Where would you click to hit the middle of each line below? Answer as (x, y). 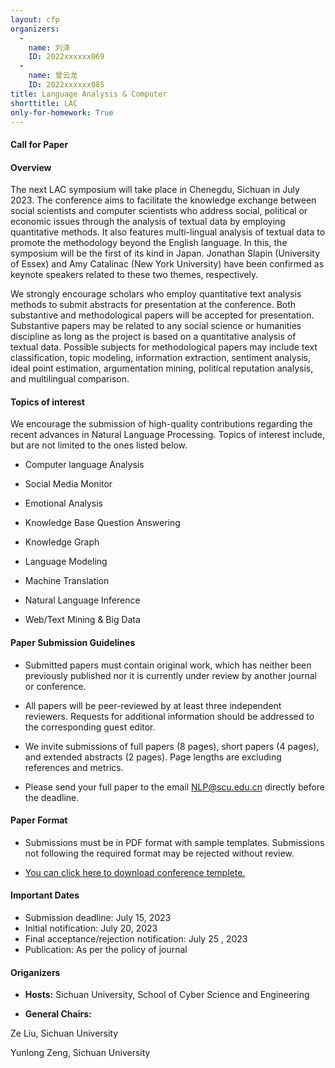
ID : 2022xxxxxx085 (66, 85)
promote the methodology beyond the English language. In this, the (149, 243)
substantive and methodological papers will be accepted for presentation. (162, 315)
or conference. (55, 686)
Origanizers (35, 972)
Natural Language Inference (82, 600)
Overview (31, 167)
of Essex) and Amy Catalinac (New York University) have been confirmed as (167, 264)
